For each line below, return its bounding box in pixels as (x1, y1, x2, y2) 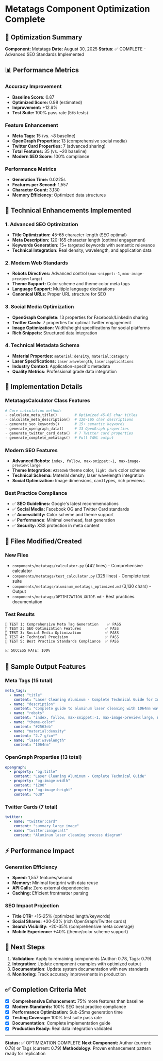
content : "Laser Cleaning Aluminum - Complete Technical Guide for (14, 697, 153, 702)
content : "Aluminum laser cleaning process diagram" (14, 833, 123, 837)
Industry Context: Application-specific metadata (12, 363, 110, 369)
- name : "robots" (9, 711, 45, 715)
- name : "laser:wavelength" (9, 738, 66, 743)
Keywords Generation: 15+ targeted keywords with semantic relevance (12, 242, 155, 248)
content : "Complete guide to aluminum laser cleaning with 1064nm (14, 706, 151, 711)
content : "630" (14, 792, 45, 797)
